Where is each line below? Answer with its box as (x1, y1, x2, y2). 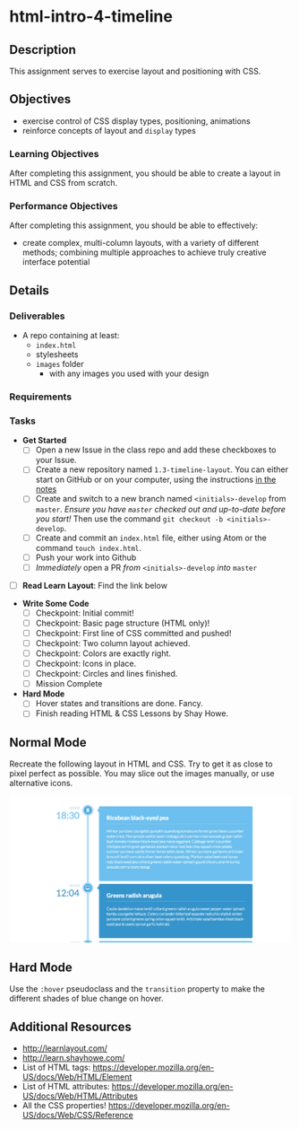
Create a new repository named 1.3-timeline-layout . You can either (35, 464, 289, 475)
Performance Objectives (9, 200, 118, 213)
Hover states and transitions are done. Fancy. (35, 698, 203, 709)
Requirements (9, 390, 73, 403)
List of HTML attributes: (21, 1081, 110, 1092)
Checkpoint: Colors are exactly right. (35, 648, 172, 659)
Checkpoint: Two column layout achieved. (35, 637, 191, 648)
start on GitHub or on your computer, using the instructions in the (35, 474, 277, 486)
